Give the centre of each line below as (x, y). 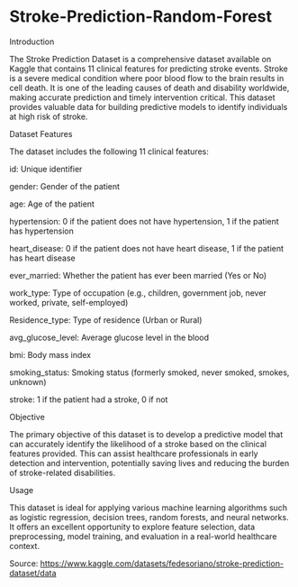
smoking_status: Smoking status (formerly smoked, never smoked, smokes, (149, 372)
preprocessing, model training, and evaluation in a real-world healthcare (143, 536)
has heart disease (42, 258)
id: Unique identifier (46, 169)
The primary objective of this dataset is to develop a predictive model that (146, 434)
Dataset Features (41, 133)
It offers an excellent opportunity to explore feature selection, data (132, 527)
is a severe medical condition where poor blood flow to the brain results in (147, 78)
